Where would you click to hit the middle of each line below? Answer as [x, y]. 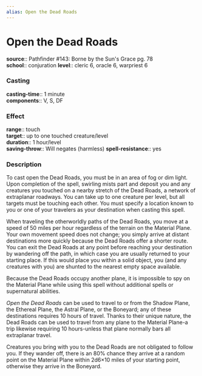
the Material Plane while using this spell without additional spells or [90, 285]
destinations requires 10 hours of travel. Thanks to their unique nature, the [99, 316]
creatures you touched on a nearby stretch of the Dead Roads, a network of [101, 190]
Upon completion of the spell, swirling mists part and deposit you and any [99, 184]
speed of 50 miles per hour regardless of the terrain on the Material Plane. [99, 228]
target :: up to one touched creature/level [57, 136]
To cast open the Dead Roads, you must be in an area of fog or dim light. [97, 178]
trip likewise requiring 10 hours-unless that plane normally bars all [89, 329]
